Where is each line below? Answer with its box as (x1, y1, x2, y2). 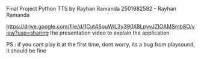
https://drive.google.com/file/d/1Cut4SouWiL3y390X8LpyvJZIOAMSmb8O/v (6, 23, 195, 30)
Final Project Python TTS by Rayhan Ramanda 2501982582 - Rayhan (6, 5, 176, 12)
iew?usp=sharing (6, 29, 49, 36)
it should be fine (6, 47, 46, 54)
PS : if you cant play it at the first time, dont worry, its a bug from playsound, (6, 41, 196, 48)
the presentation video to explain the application (50, 29, 170, 36)
